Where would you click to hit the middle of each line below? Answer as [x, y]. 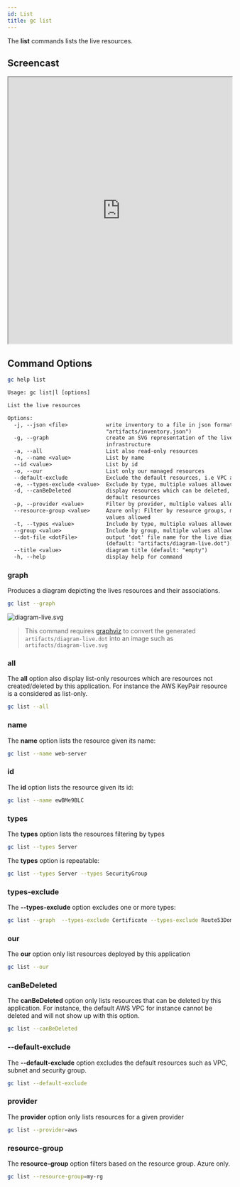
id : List [20, 14]
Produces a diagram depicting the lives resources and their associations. [114, 591]
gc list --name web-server [47, 753]
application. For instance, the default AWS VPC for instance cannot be [110, 1008]
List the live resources [44, 405]
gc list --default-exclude [47, 1083]
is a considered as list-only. [47, 694]
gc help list [27, 380]
